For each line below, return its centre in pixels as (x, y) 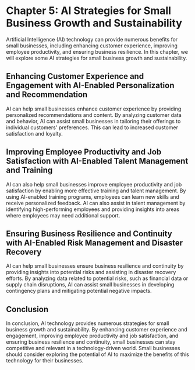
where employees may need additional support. (63, 215)
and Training (29, 170)
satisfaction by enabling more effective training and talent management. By (96, 191)
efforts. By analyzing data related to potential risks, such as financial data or (97, 278)
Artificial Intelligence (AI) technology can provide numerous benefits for (92, 39)
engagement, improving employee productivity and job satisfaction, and (92, 336)
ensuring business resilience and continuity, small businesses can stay (91, 342)
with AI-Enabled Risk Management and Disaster (95, 243)
